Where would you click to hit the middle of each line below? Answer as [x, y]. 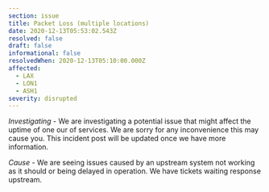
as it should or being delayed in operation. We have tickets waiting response [135, 171]
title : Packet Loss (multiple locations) [79, 23]
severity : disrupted [43, 98]
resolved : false [35, 38]
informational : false [45, 53]
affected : [25, 69]
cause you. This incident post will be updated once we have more [117, 139]
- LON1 [27, 83]
